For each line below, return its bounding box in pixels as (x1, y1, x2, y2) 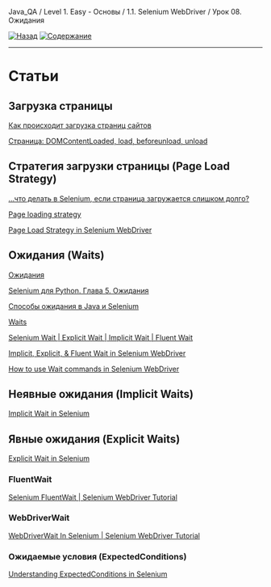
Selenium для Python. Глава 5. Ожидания (8, 285, 149, 295)
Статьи (8, 67, 59, 86)
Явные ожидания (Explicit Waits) (8, 432, 181, 446)
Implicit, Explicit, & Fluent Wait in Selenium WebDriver (8, 348, 186, 358)
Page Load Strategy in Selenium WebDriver (8, 225, 152, 234)
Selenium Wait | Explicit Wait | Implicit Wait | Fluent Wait (8, 332, 194, 342)
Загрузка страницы (8, 99, 113, 112)
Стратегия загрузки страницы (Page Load (8, 159, 230, 173)
